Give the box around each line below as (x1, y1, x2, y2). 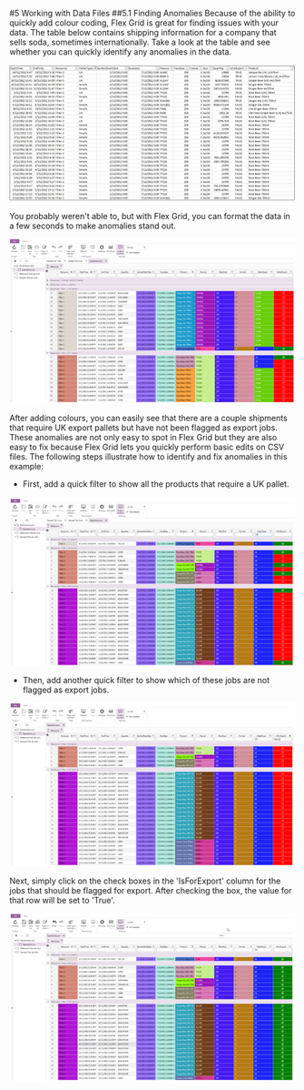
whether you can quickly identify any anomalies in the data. (9, 46, 232, 57)
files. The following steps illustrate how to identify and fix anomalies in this (9, 451, 288, 462)
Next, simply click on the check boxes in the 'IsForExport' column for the (9, 875, 281, 886)
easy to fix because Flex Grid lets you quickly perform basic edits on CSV (9, 441, 285, 453)
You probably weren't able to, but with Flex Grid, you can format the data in (9, 211, 290, 222)
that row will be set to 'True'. (9, 895, 115, 906)
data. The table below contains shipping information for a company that (9, 27, 277, 37)
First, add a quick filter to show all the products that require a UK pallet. (22, 479, 289, 489)
